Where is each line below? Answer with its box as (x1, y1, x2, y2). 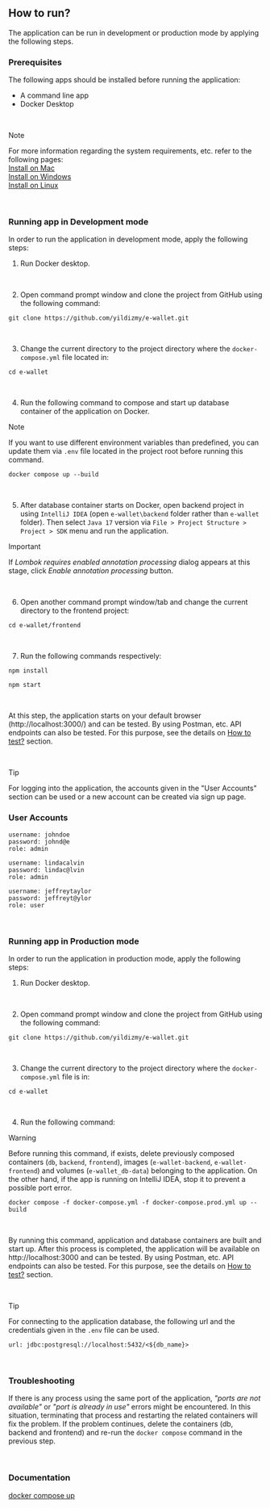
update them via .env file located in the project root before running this (8, 446, 243, 456)
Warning (8, 1133, 36, 1142)
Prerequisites (8, 57, 62, 68)
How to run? (8, 6, 71, 20)
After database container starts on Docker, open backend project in (19, 501, 244, 510)
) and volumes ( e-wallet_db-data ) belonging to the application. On (37, 1166, 258, 1175)
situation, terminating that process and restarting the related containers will (8, 1410, 258, 1420)
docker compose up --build (8, 471, 99, 479)
